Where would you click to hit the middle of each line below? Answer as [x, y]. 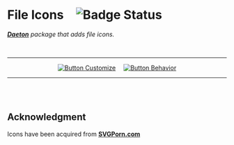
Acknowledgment [47, 117]
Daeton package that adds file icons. [61, 34]
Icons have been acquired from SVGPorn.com [74, 134]
